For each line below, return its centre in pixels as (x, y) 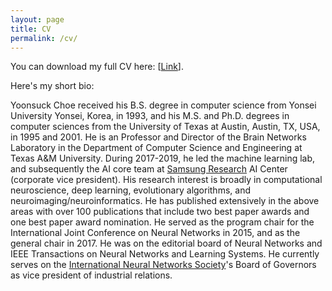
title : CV (31, 29)
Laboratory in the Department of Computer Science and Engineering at (156, 148)
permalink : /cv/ (44, 38)
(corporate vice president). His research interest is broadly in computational (166, 180)
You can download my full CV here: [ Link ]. (97, 67)
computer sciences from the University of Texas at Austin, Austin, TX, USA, (165, 127)
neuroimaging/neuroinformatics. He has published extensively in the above (165, 201)
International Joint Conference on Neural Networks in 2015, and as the (155, 233)
